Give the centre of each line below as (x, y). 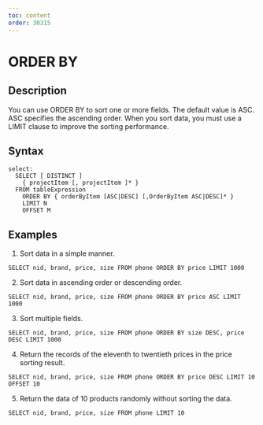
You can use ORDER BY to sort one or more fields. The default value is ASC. (131, 109)
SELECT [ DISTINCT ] (49, 176)
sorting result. (42, 363)
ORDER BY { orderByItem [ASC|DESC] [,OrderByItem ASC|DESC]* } (128, 197)
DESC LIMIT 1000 (35, 340)
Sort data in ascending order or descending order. (101, 283)
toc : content (30, 15)
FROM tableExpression (51, 190)
